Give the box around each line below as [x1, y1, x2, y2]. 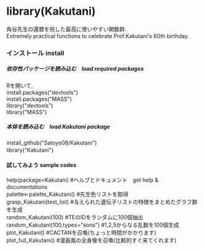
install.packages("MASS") [6, 95, 73, 103]
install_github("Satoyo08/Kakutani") [6, 139, 97, 146]
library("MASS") [6, 108, 47, 115]
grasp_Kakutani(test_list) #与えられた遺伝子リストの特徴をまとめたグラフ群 [6, 198, 198, 205]
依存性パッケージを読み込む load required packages [6, 65, 144, 72]
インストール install [6, 49, 65, 57]
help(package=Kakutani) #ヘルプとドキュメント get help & [6, 176, 159, 184]
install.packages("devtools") [6, 88, 79, 96]
